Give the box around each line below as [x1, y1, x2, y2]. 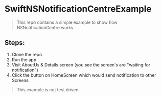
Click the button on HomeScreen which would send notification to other [11, 72, 156, 78]
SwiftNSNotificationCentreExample [4, 3, 152, 15]
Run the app [11, 57, 37, 63]
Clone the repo [11, 51, 42, 57]
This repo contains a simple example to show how [16, 19, 118, 25]
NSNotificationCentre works [16, 24, 73, 30]
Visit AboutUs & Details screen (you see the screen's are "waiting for [11, 62, 151, 67]
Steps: [4, 39, 25, 47]
